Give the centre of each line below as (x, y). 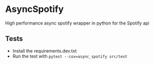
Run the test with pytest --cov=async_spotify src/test (70, 56)
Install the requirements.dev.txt (44, 50)
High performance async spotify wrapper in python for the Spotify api (77, 23)
